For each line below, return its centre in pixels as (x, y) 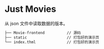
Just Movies (30, 9)
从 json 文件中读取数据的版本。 (36, 23)
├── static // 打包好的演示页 (52, 37)
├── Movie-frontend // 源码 (43, 33)
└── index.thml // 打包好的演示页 (52, 42)
